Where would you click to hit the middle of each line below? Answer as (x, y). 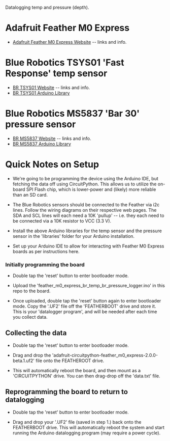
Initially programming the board (45, 264)
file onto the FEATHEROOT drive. (70, 361)
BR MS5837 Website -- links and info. (52, 138)
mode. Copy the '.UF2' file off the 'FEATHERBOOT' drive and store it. (84, 306)
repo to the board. (31, 291)
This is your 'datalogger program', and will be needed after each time (85, 312)
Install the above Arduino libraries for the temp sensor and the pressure (87, 231)
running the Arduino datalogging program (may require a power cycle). (87, 433)
